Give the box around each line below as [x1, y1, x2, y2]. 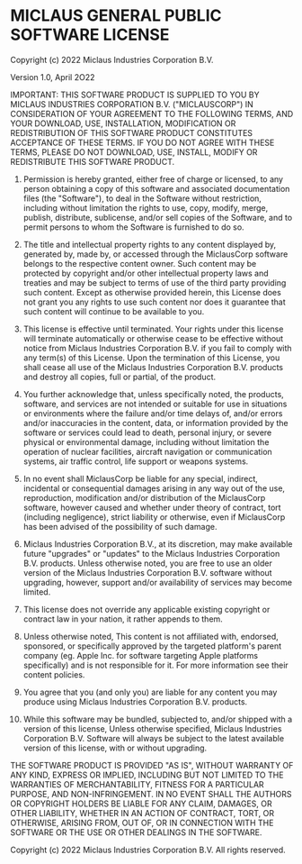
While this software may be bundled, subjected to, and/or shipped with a [22, 714, 293, 724]
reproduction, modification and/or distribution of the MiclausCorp [22, 492, 266, 503]
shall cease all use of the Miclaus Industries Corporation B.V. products [22, 361, 284, 372]
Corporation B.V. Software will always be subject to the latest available [22, 732, 285, 743]
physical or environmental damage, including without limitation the [22, 436, 270, 447]
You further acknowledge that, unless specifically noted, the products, [22, 388, 284, 399]
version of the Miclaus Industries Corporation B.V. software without [22, 567, 272, 578]
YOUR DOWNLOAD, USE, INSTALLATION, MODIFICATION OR [10, 118, 236, 129]
